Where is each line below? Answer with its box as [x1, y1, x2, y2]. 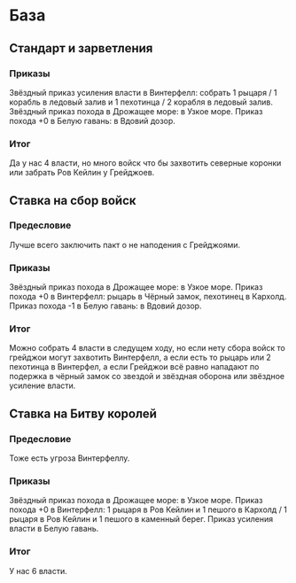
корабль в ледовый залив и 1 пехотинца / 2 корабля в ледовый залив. [9, 97, 273, 107]
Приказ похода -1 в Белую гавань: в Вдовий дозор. [9, 300, 202, 311]
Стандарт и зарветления [9, 41, 153, 56]
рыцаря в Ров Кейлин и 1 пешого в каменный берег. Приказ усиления [9, 514, 274, 525]
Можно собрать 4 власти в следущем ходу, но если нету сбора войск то [9, 343, 286, 354]
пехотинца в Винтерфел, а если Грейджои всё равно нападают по [9, 361, 260, 372]
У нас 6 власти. [9, 565, 68, 576]
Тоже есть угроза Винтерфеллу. [9, 453, 130, 463]
